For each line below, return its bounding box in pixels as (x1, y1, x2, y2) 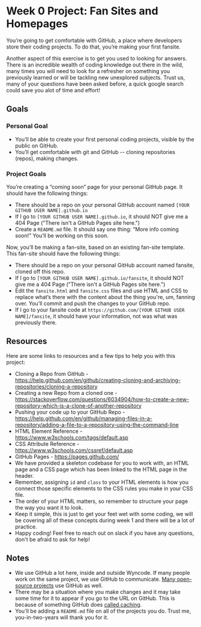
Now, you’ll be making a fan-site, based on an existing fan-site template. (6, 243, 185, 251)
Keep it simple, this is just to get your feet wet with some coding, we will (14, 510, 193, 517)
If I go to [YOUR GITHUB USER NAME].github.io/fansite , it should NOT (14, 274, 184, 281)
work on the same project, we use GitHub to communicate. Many (14, 575, 176, 583)
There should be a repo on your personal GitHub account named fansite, (14, 261, 195, 269)
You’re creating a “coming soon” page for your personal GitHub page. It (6, 183, 183, 190)
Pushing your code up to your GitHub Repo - (14, 408, 125, 415)
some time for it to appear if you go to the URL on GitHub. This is (14, 595, 175, 602)
